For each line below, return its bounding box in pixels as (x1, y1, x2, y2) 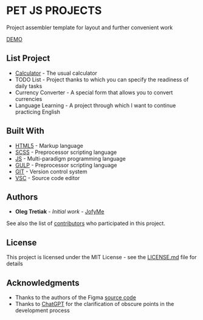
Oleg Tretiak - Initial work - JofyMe (15, 208, 105, 215)
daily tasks (15, 82, 43, 89)
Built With (6, 126, 44, 136)
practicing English (15, 108, 61, 116)
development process (15, 307, 70, 314)
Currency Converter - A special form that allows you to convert (15, 89, 173, 96)
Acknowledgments (6, 277, 80, 288)
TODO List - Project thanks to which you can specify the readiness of (15, 75, 189, 83)
